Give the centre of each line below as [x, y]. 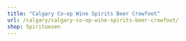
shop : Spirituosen [34, 26]
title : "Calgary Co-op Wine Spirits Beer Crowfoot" [84, 14]
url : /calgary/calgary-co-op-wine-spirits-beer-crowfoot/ [93, 20]
